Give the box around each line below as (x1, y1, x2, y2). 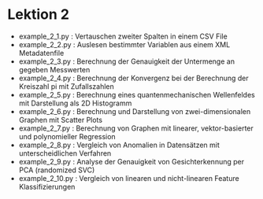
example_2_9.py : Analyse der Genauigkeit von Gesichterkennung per (18, 157, 245, 166)
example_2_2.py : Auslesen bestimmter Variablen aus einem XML (18, 39, 231, 49)
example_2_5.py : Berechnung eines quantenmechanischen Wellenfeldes (18, 90, 255, 99)
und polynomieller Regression (18, 131, 116, 141)
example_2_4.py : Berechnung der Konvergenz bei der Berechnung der (18, 73, 249, 83)
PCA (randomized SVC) (18, 165, 95, 175)
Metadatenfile (18, 48, 65, 57)
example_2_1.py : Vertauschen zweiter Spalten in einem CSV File (18, 31, 228, 41)
